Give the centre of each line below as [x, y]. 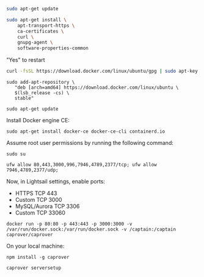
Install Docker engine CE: [38, 120]
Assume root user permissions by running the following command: [90, 143]
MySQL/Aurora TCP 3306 [47, 206]
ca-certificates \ [41, 31]
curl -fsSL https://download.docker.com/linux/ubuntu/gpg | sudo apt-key [102, 71]
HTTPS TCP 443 [36, 193]
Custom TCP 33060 [40, 213]
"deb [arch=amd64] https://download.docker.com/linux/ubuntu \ [97, 87]
